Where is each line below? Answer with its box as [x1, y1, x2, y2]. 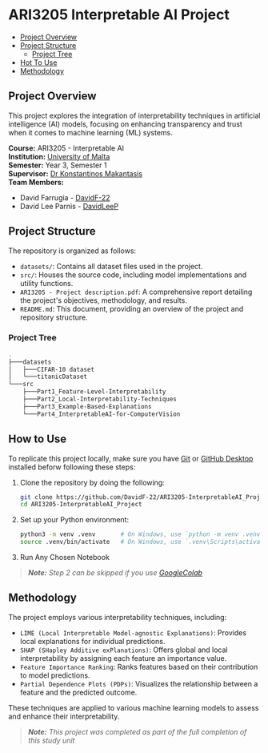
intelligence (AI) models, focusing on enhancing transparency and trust [8, 119, 242, 129]
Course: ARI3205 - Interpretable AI [8, 143, 125, 153]
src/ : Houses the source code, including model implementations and [19, 270, 247, 280]
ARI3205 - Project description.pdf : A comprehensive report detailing [19, 287, 253, 296]
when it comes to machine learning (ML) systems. [8, 127, 174, 137]
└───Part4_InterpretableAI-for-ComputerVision [22, 410, 181, 418]
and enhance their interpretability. [8, 711, 120, 721]
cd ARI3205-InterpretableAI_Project [19, 501, 142, 509]
